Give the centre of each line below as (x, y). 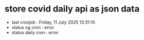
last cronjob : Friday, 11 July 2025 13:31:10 (53, 22)
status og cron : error (33, 27)
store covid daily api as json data (72, 9)
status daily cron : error (35, 32)
